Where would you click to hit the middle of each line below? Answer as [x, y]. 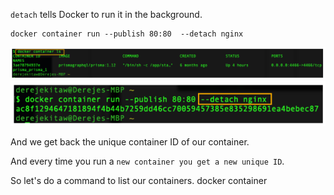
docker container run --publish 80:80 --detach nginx [127, 34]
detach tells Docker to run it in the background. [106, 14]
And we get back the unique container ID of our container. [130, 142]
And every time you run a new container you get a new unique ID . [147, 161]
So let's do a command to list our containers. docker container [139, 181]
